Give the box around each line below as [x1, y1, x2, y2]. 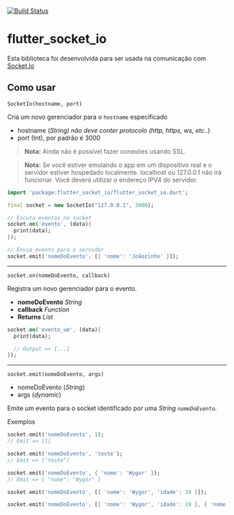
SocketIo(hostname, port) [7, 100, 82, 108]
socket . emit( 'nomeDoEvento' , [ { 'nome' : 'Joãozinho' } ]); [7, 252, 179, 260]
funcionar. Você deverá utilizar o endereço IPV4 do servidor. [24, 175, 198, 184]
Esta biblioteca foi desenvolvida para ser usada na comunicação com [7, 54, 207, 62]
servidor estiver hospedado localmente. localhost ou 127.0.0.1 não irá [24, 168, 221, 176]
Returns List [17, 312, 54, 321]
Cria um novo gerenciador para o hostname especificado [7, 113, 168, 121]
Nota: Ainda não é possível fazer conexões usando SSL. [24, 147, 186, 155]
